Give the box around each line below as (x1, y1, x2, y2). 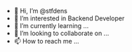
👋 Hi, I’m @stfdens (13, 7, 68, 15)
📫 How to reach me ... (13, 37, 79, 45)
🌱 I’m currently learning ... (13, 22, 89, 30)
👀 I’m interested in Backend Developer (13, 14, 125, 22)
